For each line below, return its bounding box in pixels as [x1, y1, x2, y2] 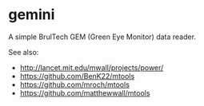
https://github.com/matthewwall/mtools [19, 88, 150, 97]
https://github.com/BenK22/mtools [19, 71, 135, 80]
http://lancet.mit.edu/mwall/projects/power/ [19, 62, 164, 73]
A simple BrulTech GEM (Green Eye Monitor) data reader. [8, 32, 196, 41]
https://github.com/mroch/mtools [19, 80, 130, 89]
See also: [8, 47, 39, 57]
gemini [8, 6, 55, 24]
